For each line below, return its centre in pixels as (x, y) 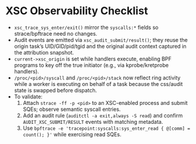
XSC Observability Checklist (77, 11)
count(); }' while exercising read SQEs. (72, 134)
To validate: (28, 97)
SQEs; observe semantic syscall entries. (72, 109)
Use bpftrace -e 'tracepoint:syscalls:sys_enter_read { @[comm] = (106, 128)
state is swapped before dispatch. (55, 90)
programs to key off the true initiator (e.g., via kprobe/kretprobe (91, 65)
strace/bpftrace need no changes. (56, 33)
